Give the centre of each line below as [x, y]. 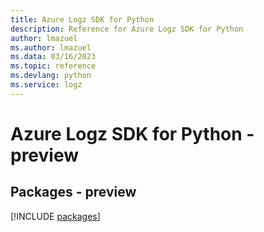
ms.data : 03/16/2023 [53, 57]
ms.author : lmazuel [51, 47]
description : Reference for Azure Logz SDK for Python [127, 29]
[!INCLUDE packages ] [55, 216]
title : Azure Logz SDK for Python [82, 19]
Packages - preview [73, 192]
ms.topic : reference [53, 66]
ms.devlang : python [51, 76]
